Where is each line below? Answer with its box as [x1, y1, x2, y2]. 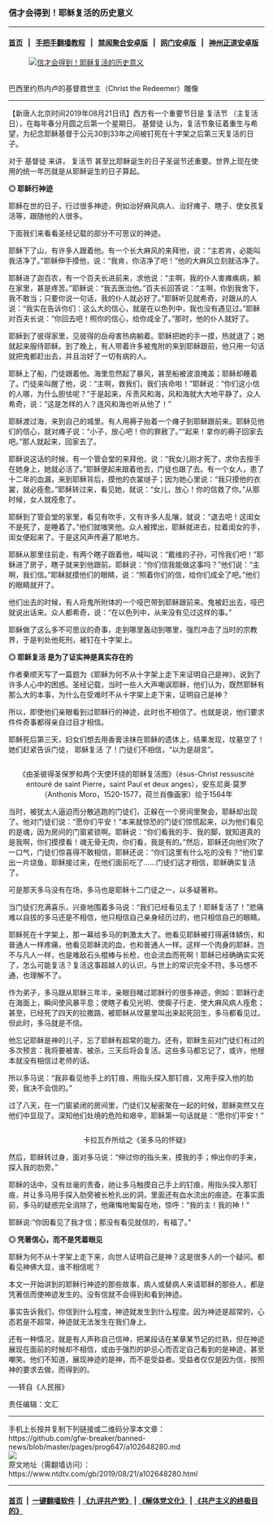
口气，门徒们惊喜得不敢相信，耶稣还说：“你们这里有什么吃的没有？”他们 [15, 847, 258, 857]
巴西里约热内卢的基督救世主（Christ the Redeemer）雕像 [8, 83, 199, 93]
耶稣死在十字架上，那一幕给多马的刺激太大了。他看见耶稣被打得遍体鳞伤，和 [8, 929, 265, 939]
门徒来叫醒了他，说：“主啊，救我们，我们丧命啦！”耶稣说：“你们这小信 [22, 378, 260, 388]
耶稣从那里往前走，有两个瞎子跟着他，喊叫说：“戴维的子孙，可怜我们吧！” [8, 549, 258, 559]
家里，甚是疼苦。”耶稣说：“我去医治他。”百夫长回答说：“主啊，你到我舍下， [15, 283, 263, 293]
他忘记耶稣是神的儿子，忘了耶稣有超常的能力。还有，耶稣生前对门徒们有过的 [8, 1035, 265, 1045]
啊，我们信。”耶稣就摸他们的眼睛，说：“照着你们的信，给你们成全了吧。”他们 [8, 569, 260, 579]
